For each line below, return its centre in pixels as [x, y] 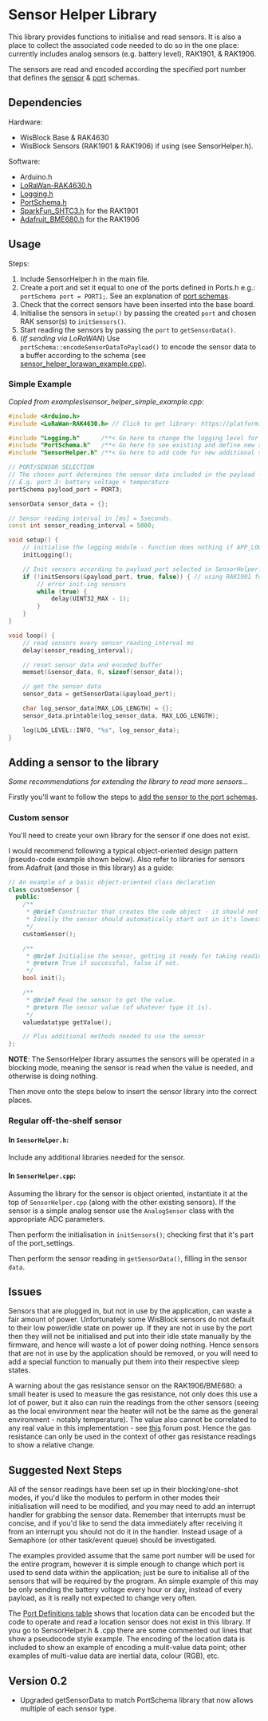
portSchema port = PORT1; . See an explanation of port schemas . [125, 296]
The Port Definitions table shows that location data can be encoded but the [132, 1613]
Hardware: [26, 122]
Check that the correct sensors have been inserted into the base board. [137, 304]
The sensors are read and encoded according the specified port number [127, 69]
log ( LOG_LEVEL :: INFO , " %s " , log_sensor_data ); [101, 730]
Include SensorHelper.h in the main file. [85, 279]
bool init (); [44, 979]
